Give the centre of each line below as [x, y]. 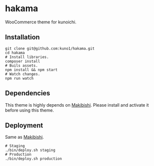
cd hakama [15, 53]
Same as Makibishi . [25, 137]
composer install [23, 61]
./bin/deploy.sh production [34, 159]
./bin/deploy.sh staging [30, 150]
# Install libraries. [27, 57]
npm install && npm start [31, 70]
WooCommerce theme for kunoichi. [41, 22]
